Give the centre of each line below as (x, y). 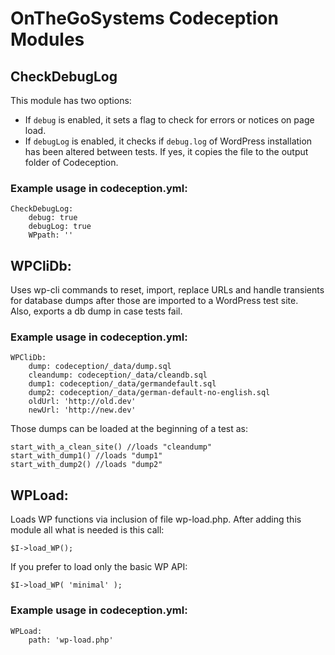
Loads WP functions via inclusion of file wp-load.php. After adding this (156, 519)
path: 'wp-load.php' (71, 640)
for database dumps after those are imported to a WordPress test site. (154, 301)
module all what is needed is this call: (87, 530)
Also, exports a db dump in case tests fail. (96, 311)
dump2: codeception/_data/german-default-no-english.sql (149, 393)
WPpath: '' (51, 235)
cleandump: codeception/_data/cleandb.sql (118, 375)
